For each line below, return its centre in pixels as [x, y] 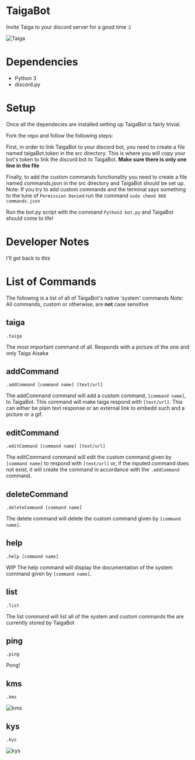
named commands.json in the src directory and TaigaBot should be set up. [96, 183]
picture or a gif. [24, 414]
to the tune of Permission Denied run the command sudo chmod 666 [86, 195]
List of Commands [51, 281]
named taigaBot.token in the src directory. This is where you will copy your [96, 153]
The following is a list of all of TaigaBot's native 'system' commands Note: [95, 298]
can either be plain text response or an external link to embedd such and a [95, 408]
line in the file [23, 166]
